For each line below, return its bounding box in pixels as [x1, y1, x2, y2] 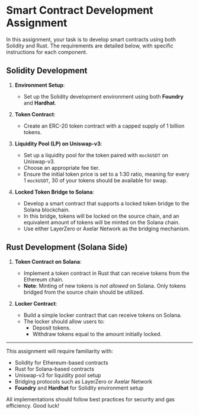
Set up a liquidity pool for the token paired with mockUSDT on [23, 151, 169, 159]
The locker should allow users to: [23, 318, 105, 325]
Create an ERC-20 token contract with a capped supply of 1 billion [23, 122, 185, 129]
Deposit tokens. [32, 324, 71, 331]
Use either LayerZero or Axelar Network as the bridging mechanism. [23, 225, 190, 232]
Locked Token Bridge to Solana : [14, 188, 95, 195]
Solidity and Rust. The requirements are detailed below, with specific [6, 42, 174, 49]
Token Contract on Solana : [14, 258, 82, 265]
